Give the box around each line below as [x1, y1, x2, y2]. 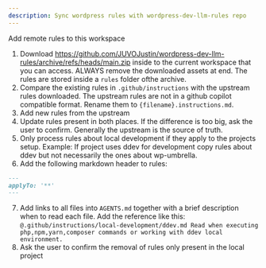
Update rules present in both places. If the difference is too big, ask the [19, 116, 253, 126]
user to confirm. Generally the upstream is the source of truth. [19, 125, 223, 134]
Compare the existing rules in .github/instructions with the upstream [19, 83, 250, 92]
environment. [19, 235, 64, 243]
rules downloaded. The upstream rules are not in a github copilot [19, 91, 232, 100]
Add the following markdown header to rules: [19, 158, 168, 168]
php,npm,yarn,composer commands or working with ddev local [19, 228, 223, 237]
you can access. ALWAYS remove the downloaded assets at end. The [19, 65, 248, 76]
